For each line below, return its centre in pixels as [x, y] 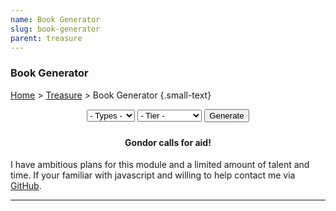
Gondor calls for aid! [168, 142]
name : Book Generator [55, 19]
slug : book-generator [55, 29]
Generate [227, 115]
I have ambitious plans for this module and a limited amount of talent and [160, 165]
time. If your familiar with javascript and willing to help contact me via [153, 175]
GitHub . [26, 186]
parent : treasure [46, 38]
